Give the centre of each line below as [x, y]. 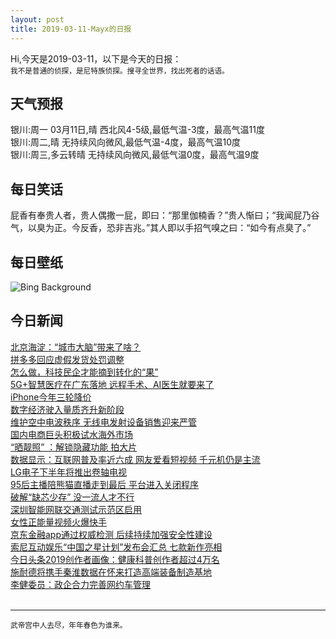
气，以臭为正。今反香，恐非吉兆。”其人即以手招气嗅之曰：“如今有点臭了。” [161, 228]
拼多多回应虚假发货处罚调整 [67, 359]
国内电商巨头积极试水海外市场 [71, 434]
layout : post [37, 19]
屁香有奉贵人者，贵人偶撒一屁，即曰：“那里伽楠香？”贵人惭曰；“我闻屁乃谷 [165, 215]
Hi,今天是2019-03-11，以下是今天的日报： [96, 58]
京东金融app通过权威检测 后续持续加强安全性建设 [111, 534]
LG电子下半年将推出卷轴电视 [68, 472]
